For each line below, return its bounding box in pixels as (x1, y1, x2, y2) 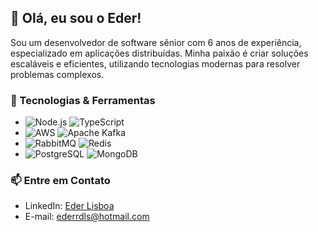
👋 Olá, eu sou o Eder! (10, 10, 142, 27)
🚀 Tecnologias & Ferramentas (10, 93, 156, 107)
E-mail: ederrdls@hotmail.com (24, 211, 150, 223)
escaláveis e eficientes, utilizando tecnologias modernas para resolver (10, 57, 301, 70)
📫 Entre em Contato (10, 174, 111, 188)
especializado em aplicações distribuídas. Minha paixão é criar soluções (10, 47, 309, 59)
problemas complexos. (10, 68, 105, 80)
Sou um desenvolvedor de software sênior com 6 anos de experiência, (10, 36, 302, 48)
